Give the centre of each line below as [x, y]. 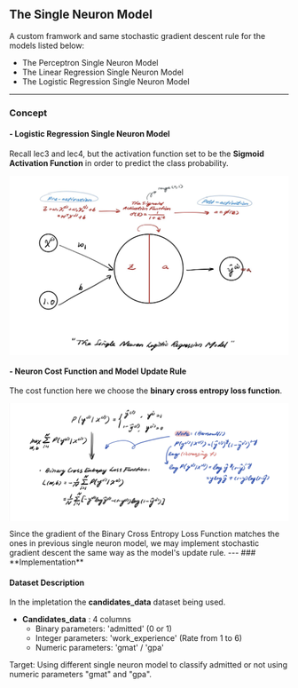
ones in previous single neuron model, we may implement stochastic [134, 543]
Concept [28, 113]
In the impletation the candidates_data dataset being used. [118, 602]
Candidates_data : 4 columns [76, 620]
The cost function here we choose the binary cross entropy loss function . [146, 391]
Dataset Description [47, 582]
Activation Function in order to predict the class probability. [119, 162]
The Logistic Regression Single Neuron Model [106, 81]
